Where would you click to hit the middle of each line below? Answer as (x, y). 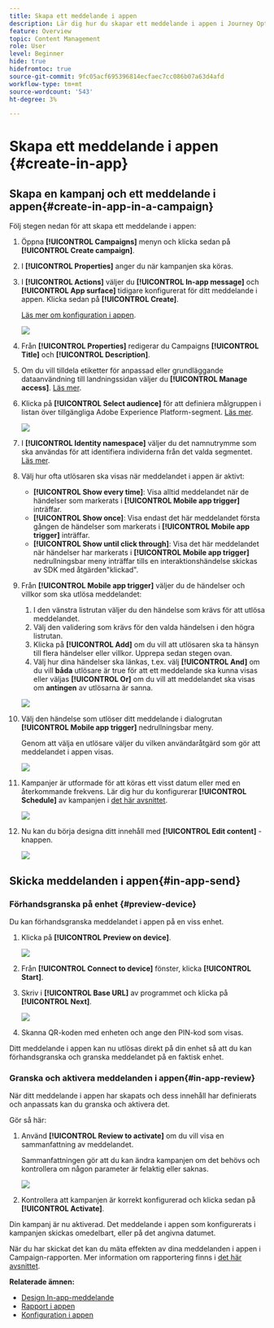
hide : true (28, 62)
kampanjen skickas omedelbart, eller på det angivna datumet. (113, 1233)
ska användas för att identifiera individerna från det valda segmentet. (137, 452)
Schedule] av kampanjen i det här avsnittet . (94, 800)
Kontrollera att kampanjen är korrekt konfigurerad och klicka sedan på (138, 1200)
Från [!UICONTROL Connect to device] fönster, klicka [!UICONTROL (136, 968)
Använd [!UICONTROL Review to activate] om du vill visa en (122, 1136)
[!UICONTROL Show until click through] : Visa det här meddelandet (146, 544)
